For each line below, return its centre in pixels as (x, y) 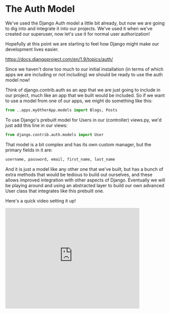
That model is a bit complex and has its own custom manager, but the (78, 144)
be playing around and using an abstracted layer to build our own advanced (85, 185)
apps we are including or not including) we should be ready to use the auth (84, 74)
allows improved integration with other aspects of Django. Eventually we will (85, 180)
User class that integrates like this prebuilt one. (55, 191)
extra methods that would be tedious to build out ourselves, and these (79, 174)
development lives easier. (32, 49)
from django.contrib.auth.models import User (54, 134)
